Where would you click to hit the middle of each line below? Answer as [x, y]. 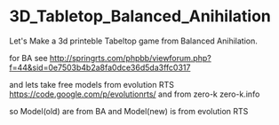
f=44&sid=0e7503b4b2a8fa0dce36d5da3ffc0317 [100, 67]
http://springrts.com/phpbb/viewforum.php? [130, 58]
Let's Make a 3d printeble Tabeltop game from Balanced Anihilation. [133, 41]
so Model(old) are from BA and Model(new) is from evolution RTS [129, 111]
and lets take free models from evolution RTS [92, 84]
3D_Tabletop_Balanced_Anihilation [140, 16]
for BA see [28, 58]
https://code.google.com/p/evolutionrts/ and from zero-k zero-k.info [135, 94]
